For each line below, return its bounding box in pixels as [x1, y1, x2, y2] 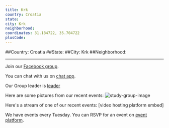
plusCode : [5, 35, 26, 40]
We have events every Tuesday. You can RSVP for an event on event [5, 111, 147, 117]
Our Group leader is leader [5, 82, 60, 88]
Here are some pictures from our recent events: [5, 92, 104, 98]
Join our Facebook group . [5, 63, 59, 69]
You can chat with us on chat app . [5, 73, 76, 79]
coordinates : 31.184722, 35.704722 [5, 30, 80, 35]
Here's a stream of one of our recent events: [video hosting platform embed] [5, 102, 164, 108]
